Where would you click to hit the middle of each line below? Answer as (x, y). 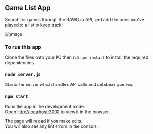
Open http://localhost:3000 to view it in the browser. (57, 112)
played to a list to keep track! (34, 25)
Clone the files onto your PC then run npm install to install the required (77, 57)
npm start (17, 96)
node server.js (23, 75)
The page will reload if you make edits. (44, 121)
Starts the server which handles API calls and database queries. (69, 84)
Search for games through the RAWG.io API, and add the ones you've (75, 19)
